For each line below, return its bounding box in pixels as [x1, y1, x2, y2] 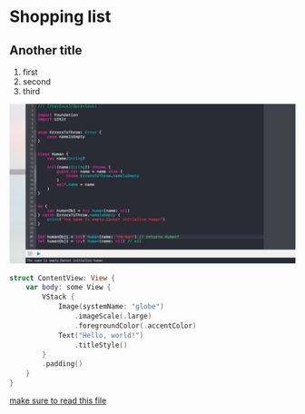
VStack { [42, 292, 75, 301]
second [22, 76, 52, 87]
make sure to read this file [9, 395, 107, 406]
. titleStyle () [74, 340, 128, 350]
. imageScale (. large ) [74, 311, 152, 321]
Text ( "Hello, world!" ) [57, 330, 144, 340]
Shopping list [9, 6, 112, 27]
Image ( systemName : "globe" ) [57, 302, 165, 311]
